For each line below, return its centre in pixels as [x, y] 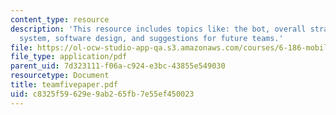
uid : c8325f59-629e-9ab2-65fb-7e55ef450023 [102, 94]
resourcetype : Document [60, 76]
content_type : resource [60, 19]
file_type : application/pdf [69, 57]
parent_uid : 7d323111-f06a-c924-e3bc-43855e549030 [118, 66]
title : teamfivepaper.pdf [64, 85]
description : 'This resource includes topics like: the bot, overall [158, 29]
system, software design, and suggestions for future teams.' [151, 38]
